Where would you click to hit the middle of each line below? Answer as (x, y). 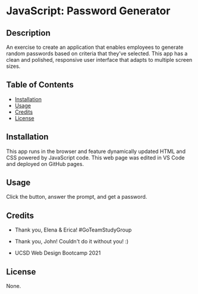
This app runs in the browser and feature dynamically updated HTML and (96, 151)
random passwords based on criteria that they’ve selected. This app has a (97, 54)
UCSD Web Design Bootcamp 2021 (58, 253)
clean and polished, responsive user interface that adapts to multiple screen (99, 60)
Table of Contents (40, 85)
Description (28, 33)
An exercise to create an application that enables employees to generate (95, 47)
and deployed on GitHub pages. (45, 164)
